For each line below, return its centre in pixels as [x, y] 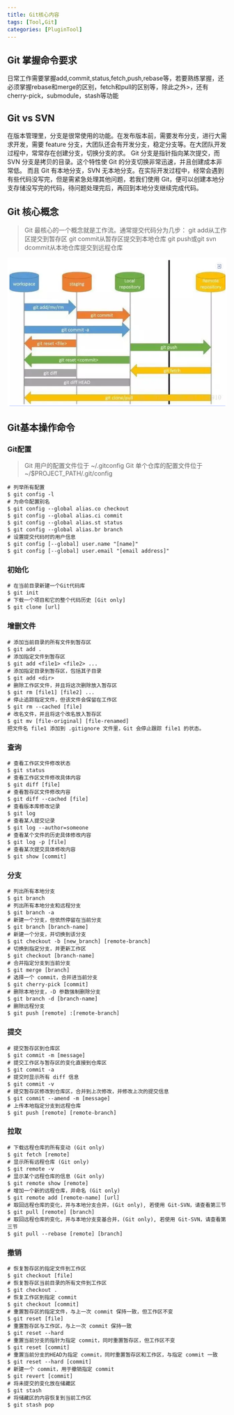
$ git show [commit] [37, 857]
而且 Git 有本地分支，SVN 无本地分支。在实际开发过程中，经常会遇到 [125, 170]
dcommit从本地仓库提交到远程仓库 [73, 247]
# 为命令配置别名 [29, 502]
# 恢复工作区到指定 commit [42, 1298]
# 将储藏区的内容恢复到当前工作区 [49, 1398]
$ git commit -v [31, 1084]
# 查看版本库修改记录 [34, 806]
